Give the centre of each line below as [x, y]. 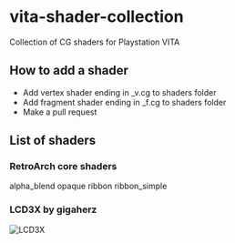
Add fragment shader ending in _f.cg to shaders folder [124, 102]
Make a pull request [60, 112]
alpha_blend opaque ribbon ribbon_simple [88, 186]
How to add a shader [69, 71]
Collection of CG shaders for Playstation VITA [95, 42]
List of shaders [53, 141]
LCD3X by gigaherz [53, 209]
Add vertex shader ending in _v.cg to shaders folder [119, 92]
